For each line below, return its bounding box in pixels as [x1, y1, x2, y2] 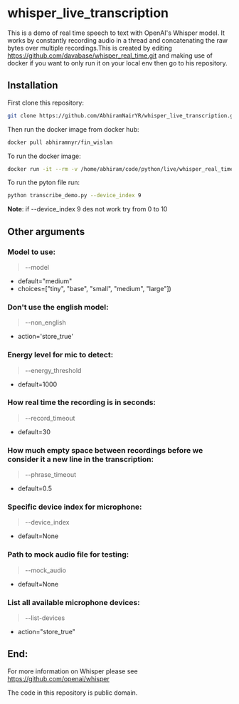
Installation [7, 80, 58, 92]
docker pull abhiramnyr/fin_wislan [7, 139, 113, 146]
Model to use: [7, 247, 55, 257]
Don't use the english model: [7, 302, 109, 312]
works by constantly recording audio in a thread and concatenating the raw [7, 36, 228, 44]
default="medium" [17, 276, 73, 285]
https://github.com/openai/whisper [7, 674, 110, 683]
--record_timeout [24, 414, 75, 422]
